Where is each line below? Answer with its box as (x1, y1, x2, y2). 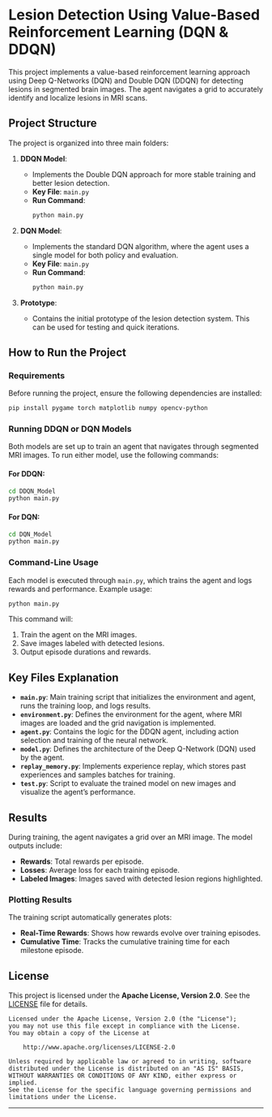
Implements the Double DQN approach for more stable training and (32, 169, 257, 179)
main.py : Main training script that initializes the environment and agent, (19, 692, 257, 702)
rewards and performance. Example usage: (8, 584, 152, 593)
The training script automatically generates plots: (8, 912, 172, 922)
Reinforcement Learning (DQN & (8, 23, 229, 41)
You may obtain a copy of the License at (8, 1029, 151, 1037)
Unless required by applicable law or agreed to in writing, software (8, 1058, 252, 1066)
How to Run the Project (8, 345, 127, 359)
